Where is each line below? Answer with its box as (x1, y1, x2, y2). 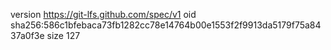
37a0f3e (10, 30, 45, 41)
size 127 (46, 30, 81, 41)
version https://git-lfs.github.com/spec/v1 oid (10, 9, 197, 20)
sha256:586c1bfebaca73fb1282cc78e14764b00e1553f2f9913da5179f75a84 (10, 19, 322, 31)
